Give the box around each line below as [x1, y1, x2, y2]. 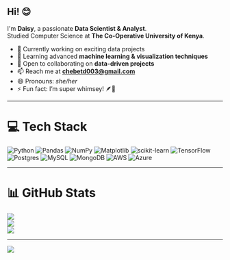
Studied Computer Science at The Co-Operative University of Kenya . [7, 31, 205, 40]
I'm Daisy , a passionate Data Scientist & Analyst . [7, 24, 147, 32]
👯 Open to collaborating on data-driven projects [16, 59, 155, 68]
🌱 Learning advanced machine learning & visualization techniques [16, 52, 209, 60]
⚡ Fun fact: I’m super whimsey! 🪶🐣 [16, 84, 116, 92]
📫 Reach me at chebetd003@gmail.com [16, 67, 136, 75]
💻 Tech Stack [7, 119, 88, 134]
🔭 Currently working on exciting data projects [16, 44, 145, 53]
